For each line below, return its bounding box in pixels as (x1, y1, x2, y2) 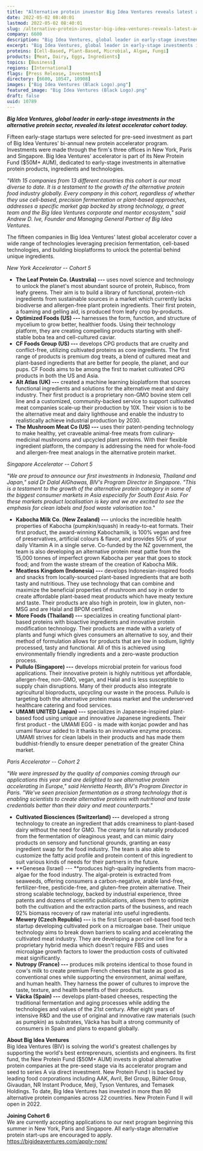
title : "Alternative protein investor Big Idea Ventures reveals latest (7, 8, 193, 15)
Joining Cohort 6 (7, 1112, 50, 1119)
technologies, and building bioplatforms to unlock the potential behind (7, 246, 181, 253)
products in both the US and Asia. (15, 372, 100, 379)
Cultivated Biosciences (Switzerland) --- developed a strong (15, 813, 169, 820)
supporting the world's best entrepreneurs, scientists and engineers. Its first (7, 1049, 196, 1056)
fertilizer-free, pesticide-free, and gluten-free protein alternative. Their (15, 883, 191, 891)
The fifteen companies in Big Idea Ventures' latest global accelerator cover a (7, 233, 197, 240)
